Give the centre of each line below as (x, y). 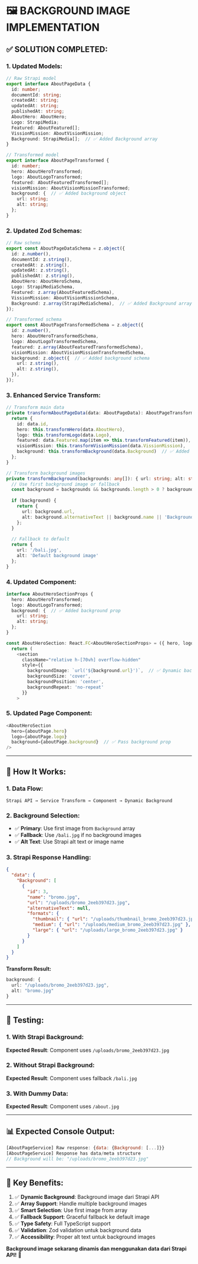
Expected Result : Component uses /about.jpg (63, 1107)
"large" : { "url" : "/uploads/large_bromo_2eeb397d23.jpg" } (108, 930)
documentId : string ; (37, 95)
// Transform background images (46, 473)
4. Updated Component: (41, 581)
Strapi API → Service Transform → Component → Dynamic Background (89, 801)
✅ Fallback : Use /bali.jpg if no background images (78, 835)
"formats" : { (43, 914)
